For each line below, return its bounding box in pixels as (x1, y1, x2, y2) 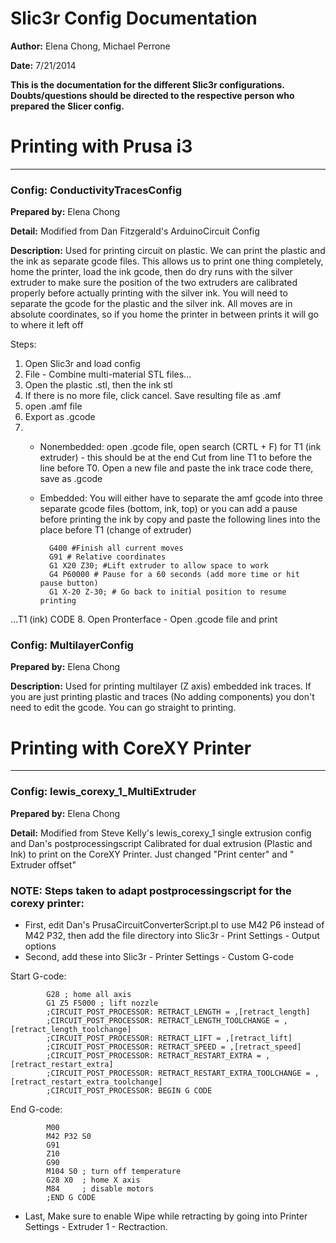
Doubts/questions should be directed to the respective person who (10, 89, 295, 101)
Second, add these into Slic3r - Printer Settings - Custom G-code (24, 951, 295, 962)
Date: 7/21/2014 (10, 59, 77, 71)
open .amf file (24, 400, 83, 412)
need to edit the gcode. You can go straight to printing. (10, 702, 237, 714)
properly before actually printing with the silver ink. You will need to (10, 287, 288, 299)
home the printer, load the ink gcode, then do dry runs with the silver (10, 266, 293, 278)
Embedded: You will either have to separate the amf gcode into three (39, 492, 323, 504)
